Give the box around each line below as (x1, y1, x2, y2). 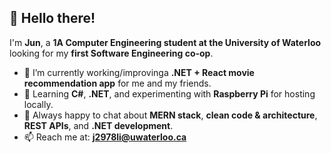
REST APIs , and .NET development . (23, 119, 174, 131)
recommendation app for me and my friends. (23, 77, 212, 89)
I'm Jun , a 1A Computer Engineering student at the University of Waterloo (9, 36, 322, 48)
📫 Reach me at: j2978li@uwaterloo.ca (23, 131, 187, 143)
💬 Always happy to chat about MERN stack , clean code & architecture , (23, 109, 318, 121)
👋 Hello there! (9, 10, 96, 27)
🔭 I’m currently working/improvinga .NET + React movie (23, 66, 255, 78)
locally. (23, 98, 54, 110)
